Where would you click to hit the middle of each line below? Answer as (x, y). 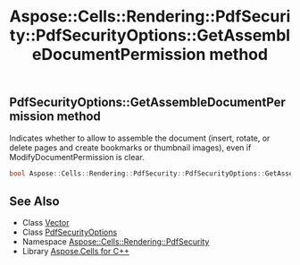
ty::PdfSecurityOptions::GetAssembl (150, 35)
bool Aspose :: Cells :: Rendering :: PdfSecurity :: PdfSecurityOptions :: (137, 173)
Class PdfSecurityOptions (70, 232)
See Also (34, 201)
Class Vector (46, 223)
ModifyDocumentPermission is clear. (77, 157)
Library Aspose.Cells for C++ (75, 252)
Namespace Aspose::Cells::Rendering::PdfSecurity (116, 242)
